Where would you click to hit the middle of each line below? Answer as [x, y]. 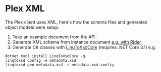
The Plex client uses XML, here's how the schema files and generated [76, 22]
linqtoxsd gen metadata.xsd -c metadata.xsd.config [59, 65]
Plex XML [25, 9]
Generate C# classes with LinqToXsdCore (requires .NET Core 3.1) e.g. [84, 47]
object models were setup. [32, 27]
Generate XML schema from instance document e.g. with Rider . [77, 42]
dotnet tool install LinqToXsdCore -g [45, 56]
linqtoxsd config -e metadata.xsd [41, 60]
